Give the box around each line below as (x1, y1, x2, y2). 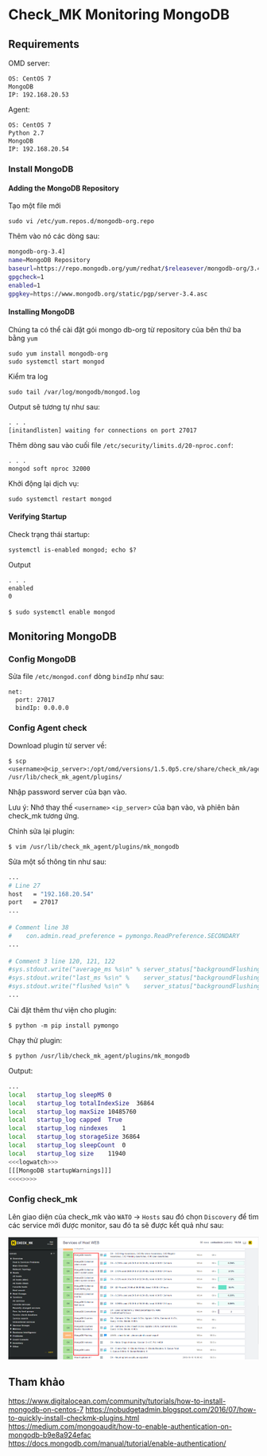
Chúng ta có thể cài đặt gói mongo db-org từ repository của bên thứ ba (8, 324, 242, 334)
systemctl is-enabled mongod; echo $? (8, 546, 137, 554)
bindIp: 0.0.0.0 (15, 704, 69, 712)
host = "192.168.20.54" (8, 890, 94, 898)
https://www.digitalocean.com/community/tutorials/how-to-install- (8, 1396, 226, 1406)
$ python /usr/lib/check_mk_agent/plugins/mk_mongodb (8, 1052, 191, 1060)
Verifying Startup (8, 512, 68, 521)
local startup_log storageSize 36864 (8, 1133, 141, 1141)
